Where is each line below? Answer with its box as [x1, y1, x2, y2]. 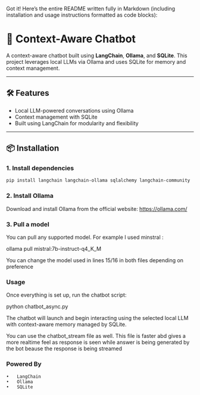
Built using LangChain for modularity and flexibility [14, 119, 139, 127]
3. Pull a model [6, 220, 49, 228]
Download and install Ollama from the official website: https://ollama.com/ [6, 205, 187, 212]
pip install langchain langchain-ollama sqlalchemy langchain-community [6, 178, 190, 183]
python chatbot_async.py [6, 303, 68, 310]
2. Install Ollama [6, 192, 54, 200]
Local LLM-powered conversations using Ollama [14, 107, 134, 114]
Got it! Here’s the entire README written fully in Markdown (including [6, 5, 176, 12]
